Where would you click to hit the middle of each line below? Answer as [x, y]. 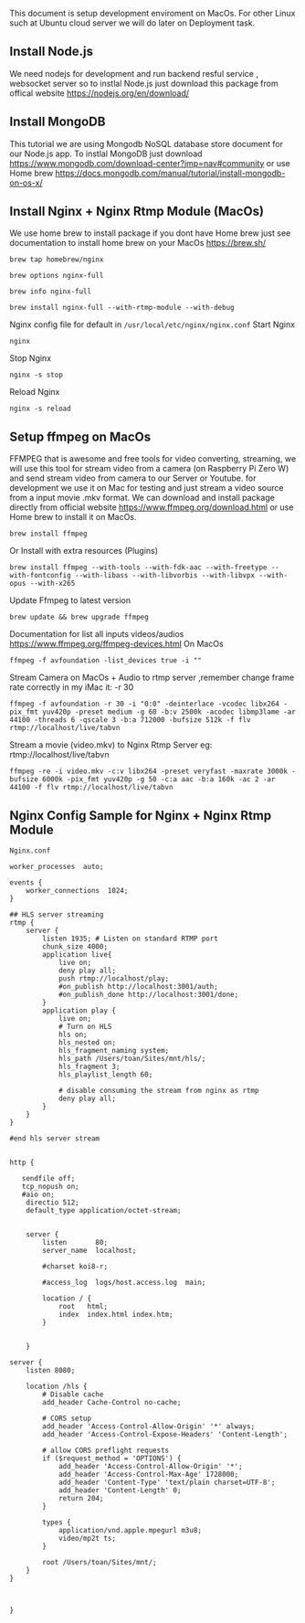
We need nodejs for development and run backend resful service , [134, 73]
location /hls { [57, 1387]
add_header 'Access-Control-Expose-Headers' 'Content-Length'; [165, 1435]
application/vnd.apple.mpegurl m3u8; [130, 1531]
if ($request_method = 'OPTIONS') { [112, 1459]
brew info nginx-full [51, 292]
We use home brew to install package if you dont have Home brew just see [150, 233]
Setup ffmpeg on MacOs [80, 436]
